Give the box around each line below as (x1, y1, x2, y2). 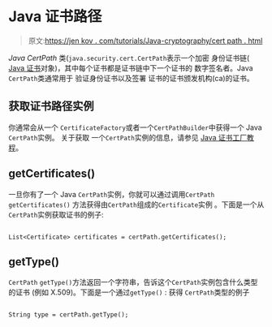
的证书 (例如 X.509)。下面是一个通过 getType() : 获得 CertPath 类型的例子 (8, 287, 250, 297)
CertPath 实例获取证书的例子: (8, 209, 104, 219)
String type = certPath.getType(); (8, 311, 129, 319)
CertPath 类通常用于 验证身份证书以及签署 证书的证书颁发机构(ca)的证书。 (8, 73, 254, 83)
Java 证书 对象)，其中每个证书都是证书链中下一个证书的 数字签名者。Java (8, 62, 253, 73)
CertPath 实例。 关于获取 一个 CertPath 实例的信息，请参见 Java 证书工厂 (8, 132, 248, 142)
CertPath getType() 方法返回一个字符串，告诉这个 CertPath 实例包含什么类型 (8, 278, 258, 287)
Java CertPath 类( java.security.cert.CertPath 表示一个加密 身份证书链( (8, 53, 250, 62)
